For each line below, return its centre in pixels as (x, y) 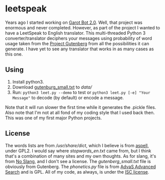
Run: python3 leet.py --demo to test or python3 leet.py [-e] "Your (81, 92)
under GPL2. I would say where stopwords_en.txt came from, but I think (78, 151)
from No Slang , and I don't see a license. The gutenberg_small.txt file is (78, 161)
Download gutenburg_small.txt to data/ (52, 87)
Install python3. (28, 82)
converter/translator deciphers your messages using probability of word (79, 38)
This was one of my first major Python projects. (54, 118)
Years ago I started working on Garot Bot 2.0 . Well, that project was (74, 22)
